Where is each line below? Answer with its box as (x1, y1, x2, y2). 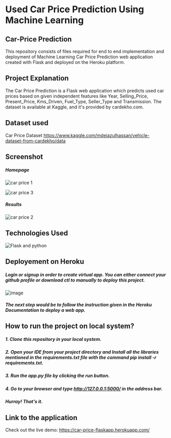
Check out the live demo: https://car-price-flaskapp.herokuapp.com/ (5, 427, 150, 433)
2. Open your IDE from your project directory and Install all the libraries (5, 349, 159, 355)
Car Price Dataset (5, 132, 42, 139)
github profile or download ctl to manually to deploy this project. (5, 277, 145, 283)
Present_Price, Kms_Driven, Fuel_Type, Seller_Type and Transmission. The (5, 98, 162, 104)
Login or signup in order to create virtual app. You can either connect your (5, 271, 166, 278)
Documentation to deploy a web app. (5, 307, 86, 313)
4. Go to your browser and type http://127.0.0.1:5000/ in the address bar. (5, 385, 163, 391)
